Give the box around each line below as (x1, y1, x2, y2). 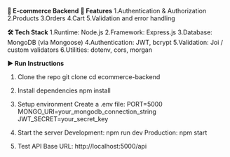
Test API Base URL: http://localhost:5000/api (17, 142, 147, 150)
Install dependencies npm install (17, 86, 111, 95)
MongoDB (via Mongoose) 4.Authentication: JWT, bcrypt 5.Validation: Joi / (7, 39, 223, 46)
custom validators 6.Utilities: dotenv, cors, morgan (7, 46, 153, 54)
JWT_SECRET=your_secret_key (17, 115, 109, 123)
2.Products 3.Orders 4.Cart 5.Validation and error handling (7, 14, 175, 22)
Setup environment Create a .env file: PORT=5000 (17, 100, 163, 108)
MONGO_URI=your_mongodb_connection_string (17, 107, 156, 116)
